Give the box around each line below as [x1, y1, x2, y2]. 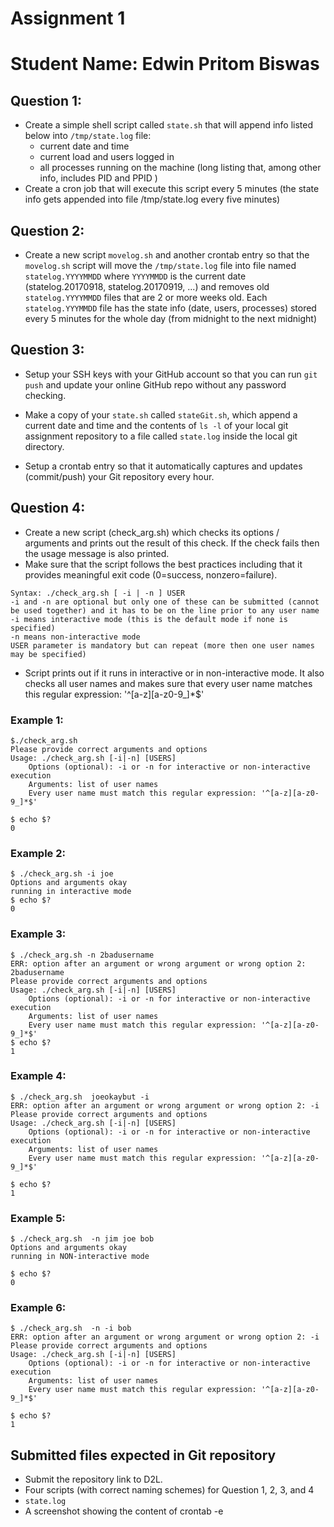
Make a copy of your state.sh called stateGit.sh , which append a [24, 408, 298, 421]
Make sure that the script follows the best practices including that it [24, 558, 303, 570]
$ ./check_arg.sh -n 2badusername [10, 950, 155, 960]
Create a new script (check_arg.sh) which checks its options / [24, 526, 280, 538]
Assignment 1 [10, 7, 126, 30]
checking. [24, 389, 67, 401]
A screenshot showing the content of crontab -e [24, 1505, 224, 1517]
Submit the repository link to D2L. [24, 1473, 163, 1486]
